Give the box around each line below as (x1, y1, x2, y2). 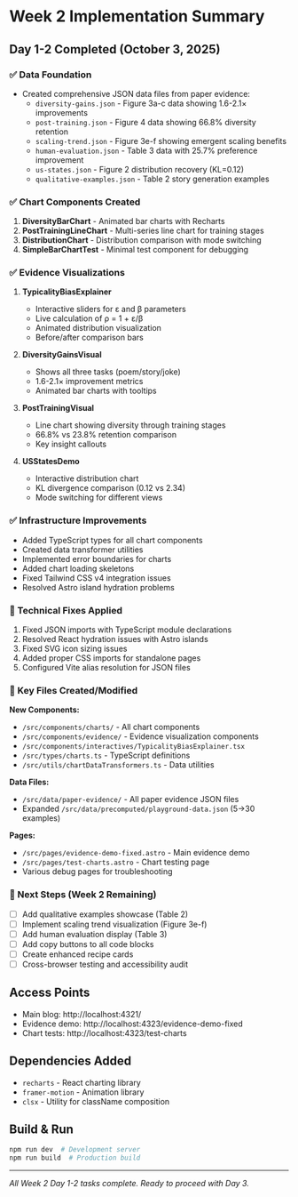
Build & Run (9, 1122, 74, 1137)
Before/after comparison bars (35, 332, 144, 343)
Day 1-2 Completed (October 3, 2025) (9, 42, 221, 57)
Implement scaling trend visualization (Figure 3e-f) (21, 919, 208, 929)
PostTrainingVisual (21, 403, 95, 414)
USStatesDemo (21, 456, 80, 467)
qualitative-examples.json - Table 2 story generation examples (35, 173, 270, 184)
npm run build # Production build (9, 1153, 141, 1162)
